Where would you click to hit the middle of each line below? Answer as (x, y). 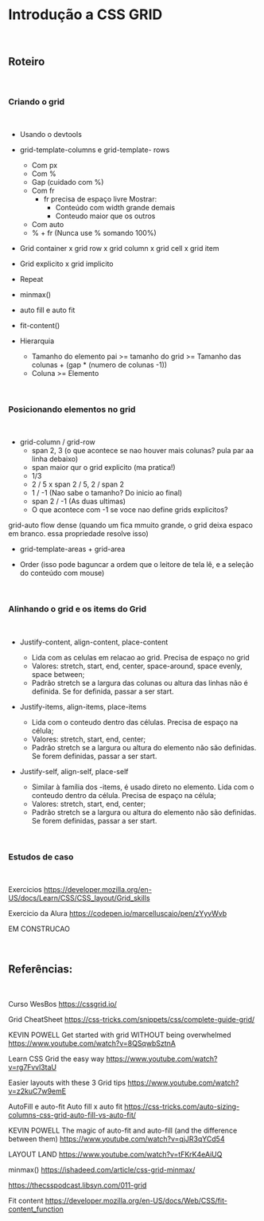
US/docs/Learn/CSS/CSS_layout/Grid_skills (79, 898)
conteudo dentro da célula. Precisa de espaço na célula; (124, 795)
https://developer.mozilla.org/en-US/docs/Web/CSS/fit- (136, 1200)
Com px (45, 166)
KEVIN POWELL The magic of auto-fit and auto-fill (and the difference (123, 1130)
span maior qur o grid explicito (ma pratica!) (104, 468)
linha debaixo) (55, 459)
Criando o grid (37, 101)
